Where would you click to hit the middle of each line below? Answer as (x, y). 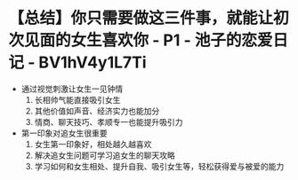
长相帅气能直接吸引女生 (77, 99)
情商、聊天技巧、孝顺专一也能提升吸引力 (109, 121)
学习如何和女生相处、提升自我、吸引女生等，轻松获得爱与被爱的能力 (159, 166)
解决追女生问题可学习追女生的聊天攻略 (105, 155)
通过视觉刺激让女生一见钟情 (72, 89)
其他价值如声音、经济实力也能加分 (97, 111)
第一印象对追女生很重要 (64, 133)
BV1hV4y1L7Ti (93, 63)
